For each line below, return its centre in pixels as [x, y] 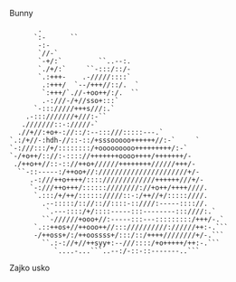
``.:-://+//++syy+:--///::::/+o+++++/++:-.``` [131, 243]
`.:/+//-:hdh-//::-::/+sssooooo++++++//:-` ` [105, 140]
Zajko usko [30, 268]
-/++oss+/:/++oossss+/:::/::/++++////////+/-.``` [128, 235]
